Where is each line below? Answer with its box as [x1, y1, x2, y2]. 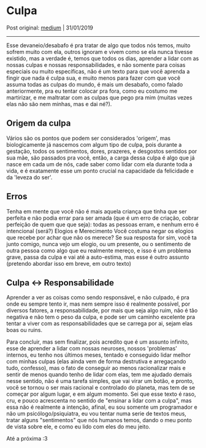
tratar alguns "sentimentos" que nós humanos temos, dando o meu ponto [6, 417, 192, 424]
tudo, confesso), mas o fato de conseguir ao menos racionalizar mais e [6, 365, 186, 372]
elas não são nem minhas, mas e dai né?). [6, 100, 112, 107]
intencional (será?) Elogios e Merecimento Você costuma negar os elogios [6, 227, 194, 234]
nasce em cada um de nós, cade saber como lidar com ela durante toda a [6, 160, 193, 168]
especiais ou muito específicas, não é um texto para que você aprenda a [6, 68, 190, 75]
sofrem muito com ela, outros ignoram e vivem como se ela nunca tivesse [6, 48, 193, 55]
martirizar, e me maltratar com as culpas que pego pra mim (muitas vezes [6, 93, 193, 101]
